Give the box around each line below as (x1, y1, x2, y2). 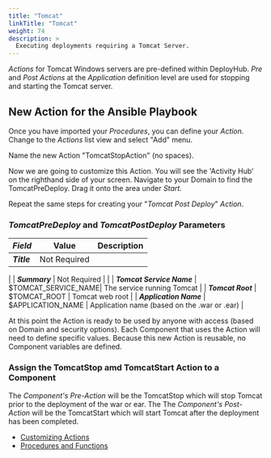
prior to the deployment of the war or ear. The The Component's (8, 399, 223, 409)
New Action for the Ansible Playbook (8, 104, 198, 118)
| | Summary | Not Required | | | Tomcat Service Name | (8, 274, 197, 284)
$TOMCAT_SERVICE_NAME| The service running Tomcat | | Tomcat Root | (8, 283, 257, 293)
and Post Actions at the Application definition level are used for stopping (8, 73, 250, 83)
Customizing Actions (19, 432, 90, 442)
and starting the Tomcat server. (8, 82, 113, 91)
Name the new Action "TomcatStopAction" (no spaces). (8, 151, 194, 160)
